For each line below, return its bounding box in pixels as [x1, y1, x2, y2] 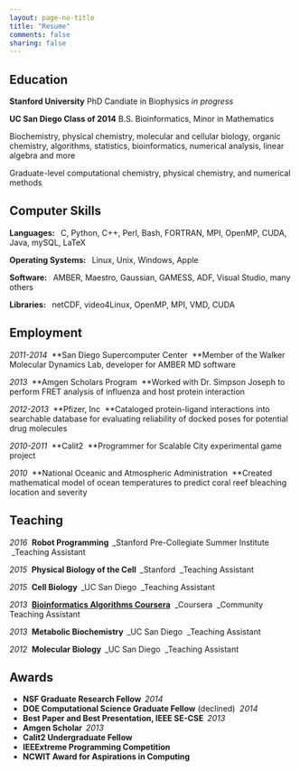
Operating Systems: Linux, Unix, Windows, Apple [9, 254, 199, 265]
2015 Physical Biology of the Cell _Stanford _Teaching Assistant [9, 564, 255, 575]
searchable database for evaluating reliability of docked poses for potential [9, 413, 289, 424]
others [9, 281, 34, 292]
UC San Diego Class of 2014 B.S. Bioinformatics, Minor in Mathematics [9, 114, 275, 125]
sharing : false [9, 38, 67, 48]
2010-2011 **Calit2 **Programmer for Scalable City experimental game [9, 440, 282, 451]
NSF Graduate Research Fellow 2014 [22, 693, 164, 705]
